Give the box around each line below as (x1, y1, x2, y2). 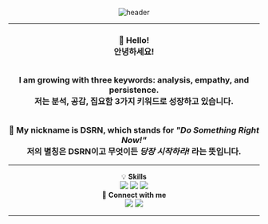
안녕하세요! (113, 46, 155, 57)
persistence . (108, 84, 160, 95)
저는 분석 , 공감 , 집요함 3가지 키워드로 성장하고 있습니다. (34, 96, 234, 107)
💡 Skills (120, 172, 148, 182)
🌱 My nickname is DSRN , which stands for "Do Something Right (9, 124, 259, 135)
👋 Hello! (118, 34, 150, 45)
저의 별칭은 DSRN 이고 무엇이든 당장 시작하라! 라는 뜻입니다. (26, 145, 242, 156)
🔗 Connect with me (101, 191, 167, 200)
